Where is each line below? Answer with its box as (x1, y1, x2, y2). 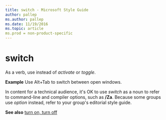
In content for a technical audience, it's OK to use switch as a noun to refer (5, 89, 160, 95)
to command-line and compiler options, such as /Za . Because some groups (5, 94, 161, 100)
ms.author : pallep (5, 17, 44, 22)
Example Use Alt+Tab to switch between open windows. (5, 79, 122, 85)
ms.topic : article (5, 26, 44, 31)
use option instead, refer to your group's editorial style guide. (5, 99, 132, 105)
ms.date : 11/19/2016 (5, 21, 49, 27)
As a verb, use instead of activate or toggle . (5, 69, 96, 75)
